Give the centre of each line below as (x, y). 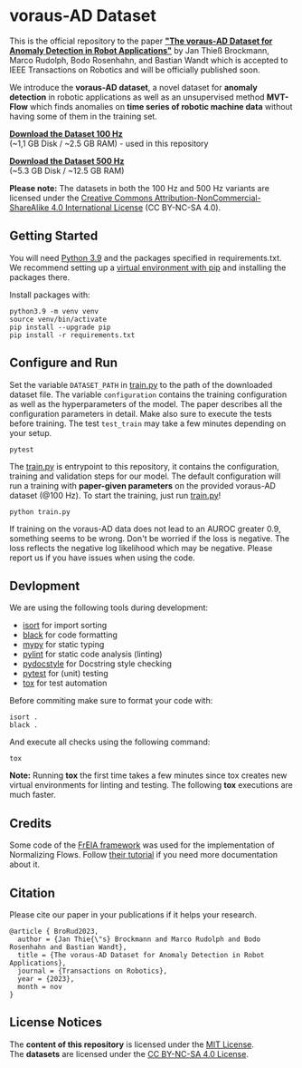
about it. (25, 864)
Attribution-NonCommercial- (208, 198)
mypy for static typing (63, 645)
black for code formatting (70, 635)
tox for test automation (65, 683)
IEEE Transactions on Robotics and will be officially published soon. (135, 70)
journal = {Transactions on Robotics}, (93, 971)
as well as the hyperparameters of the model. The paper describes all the (146, 403)
